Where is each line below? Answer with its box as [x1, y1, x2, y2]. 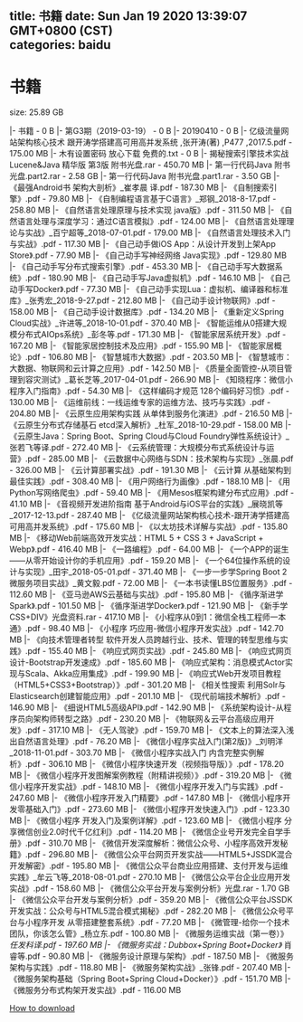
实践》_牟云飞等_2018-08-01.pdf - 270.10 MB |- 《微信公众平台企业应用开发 [9, 872, 291, 883]
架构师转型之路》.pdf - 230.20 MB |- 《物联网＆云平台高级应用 [33, 714, 267, 724]
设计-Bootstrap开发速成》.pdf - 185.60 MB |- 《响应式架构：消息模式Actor [9, 657, 286, 667]
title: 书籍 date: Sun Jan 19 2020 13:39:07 [9, 8, 248, 24]
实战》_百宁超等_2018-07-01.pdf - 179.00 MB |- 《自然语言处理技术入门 [24, 227, 291, 238]
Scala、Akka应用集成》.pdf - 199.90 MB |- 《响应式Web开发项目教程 [24, 668, 282, 679]
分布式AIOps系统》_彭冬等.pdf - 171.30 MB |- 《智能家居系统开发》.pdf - [16, 329, 287, 340]
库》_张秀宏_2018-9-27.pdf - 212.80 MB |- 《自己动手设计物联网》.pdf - [9, 295, 276, 306]
